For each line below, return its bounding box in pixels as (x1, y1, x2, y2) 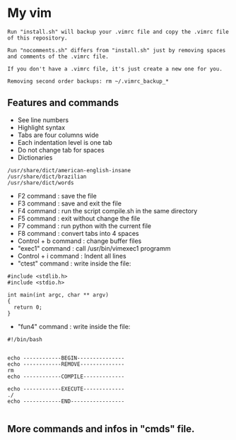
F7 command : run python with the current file (17, 221, 152, 230)
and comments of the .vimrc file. (7, 53, 110, 60)
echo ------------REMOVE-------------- (7, 360, 125, 368)
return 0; (13, 304, 42, 311)
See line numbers (17, 115, 69, 124)
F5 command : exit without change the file (17, 214, 141, 222)
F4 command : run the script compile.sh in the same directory (17, 206, 198, 215)
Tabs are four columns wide (17, 131, 99, 139)
